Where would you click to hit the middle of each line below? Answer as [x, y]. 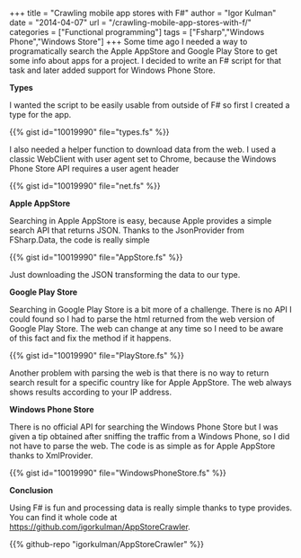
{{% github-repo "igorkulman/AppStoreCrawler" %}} [107, 544]
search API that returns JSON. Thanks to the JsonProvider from [127, 230]
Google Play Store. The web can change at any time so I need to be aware [146, 328]
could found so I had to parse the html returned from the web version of [142, 319]
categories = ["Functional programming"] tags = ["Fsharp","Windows [137, 32]
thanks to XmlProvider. [51, 456]
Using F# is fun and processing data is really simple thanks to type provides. [151, 508]
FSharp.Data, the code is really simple [80, 240]
